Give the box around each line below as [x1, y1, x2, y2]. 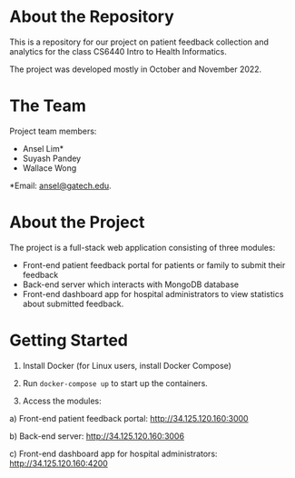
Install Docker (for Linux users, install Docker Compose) [22, 360, 231, 371]
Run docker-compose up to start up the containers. [22, 377, 209, 388]
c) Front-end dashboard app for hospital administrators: [9, 448, 218, 459]
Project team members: [9, 125, 97, 136]
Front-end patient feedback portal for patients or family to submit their [22, 259, 286, 270]
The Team [9, 95, 86, 116]
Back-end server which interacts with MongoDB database [22, 279, 239, 290]
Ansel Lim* [22, 143, 64, 154]
